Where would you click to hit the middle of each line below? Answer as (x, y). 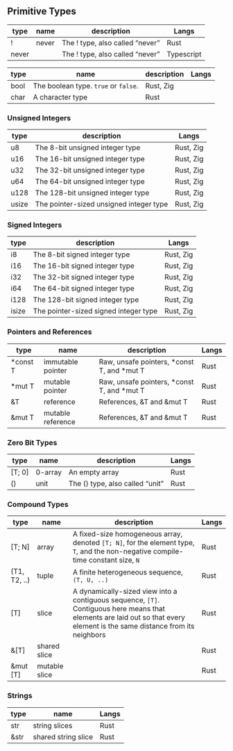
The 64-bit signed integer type (84, 289)
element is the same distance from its (133, 627)
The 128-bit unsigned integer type (92, 193)
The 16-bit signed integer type (84, 266)
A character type (60, 97)
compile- (168, 551)
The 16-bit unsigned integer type (90, 159)
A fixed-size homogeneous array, (128, 534)
